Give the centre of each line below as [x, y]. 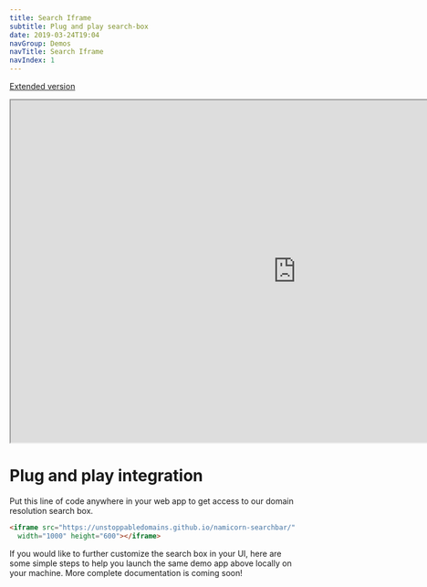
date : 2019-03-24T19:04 [55, 35]
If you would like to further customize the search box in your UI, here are [146, 553]
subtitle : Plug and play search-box [79, 26]
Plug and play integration [106, 476]
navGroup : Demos [40, 43]
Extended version [42, 86]
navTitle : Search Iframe [57, 52]
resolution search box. [52, 510]
